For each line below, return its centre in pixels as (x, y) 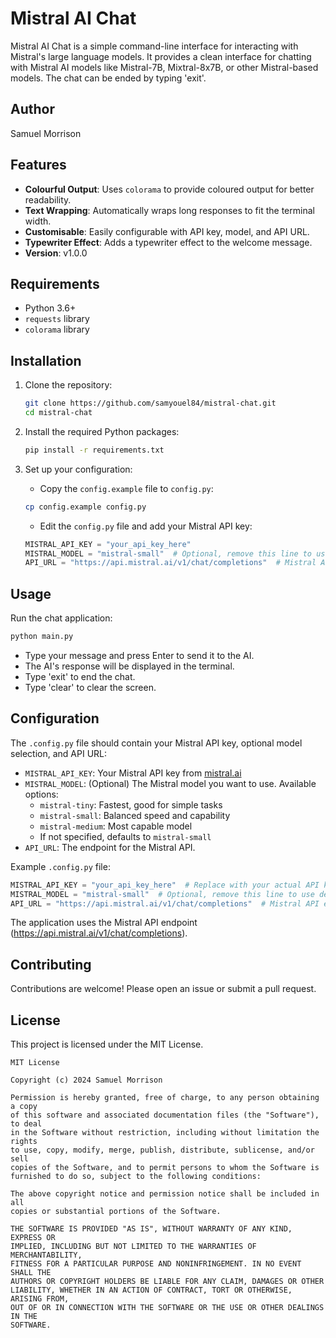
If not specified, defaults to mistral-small (125, 836)
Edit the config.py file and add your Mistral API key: (146, 526)
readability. (48, 199)
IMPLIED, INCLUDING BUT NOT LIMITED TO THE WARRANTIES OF (133, 1247)
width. (38, 221)
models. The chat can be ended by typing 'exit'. (108, 78)
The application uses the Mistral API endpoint (104, 923)
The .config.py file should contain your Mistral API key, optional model (156, 743)
